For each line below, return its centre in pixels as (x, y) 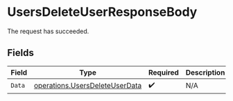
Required (163, 72)
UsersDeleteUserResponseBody (102, 12)
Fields (21, 53)
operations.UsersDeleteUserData (88, 86)
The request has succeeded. (48, 31)
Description (205, 72)
